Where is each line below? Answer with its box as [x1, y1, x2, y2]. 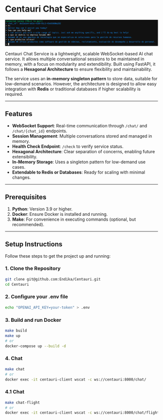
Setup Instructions [5, 240, 63, 248]
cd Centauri [5, 282, 29, 287]
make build [5, 328, 27, 333]
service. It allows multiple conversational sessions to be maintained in [5, 56, 145, 62]
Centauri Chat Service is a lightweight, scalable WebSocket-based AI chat [5, 51, 153, 57]
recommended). [12, 221, 45, 227]
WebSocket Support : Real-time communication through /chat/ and [12, 122, 147, 128]
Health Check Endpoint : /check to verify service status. [12, 143, 124, 149]
